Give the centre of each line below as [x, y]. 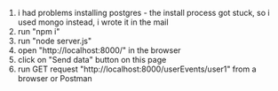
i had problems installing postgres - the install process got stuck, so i [143, 13]
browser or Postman [55, 78]
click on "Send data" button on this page [92, 60]
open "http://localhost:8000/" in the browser [99, 50]
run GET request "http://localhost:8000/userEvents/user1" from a [137, 69]
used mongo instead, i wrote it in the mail [93, 22]
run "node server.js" [54, 41]
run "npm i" [39, 31]
